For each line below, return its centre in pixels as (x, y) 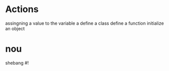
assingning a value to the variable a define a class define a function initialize (85, 23)
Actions (22, 9)
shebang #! (17, 63)
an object (15, 28)
